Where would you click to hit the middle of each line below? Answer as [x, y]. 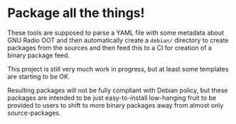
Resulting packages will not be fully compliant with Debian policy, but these [118, 90]
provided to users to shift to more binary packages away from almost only [116, 105]
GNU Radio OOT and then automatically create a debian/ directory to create [118, 40]
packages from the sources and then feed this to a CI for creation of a [109, 47]
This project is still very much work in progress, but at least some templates [118, 69]
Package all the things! [76, 13]
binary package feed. [38, 55]
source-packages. [34, 113]
